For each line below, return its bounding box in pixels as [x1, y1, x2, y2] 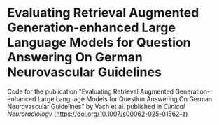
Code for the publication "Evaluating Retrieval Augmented [7, 87, 174, 96]
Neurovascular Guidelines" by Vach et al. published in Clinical [7, 102, 185, 110]
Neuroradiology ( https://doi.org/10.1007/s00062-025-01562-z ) [7, 110, 188, 118]
